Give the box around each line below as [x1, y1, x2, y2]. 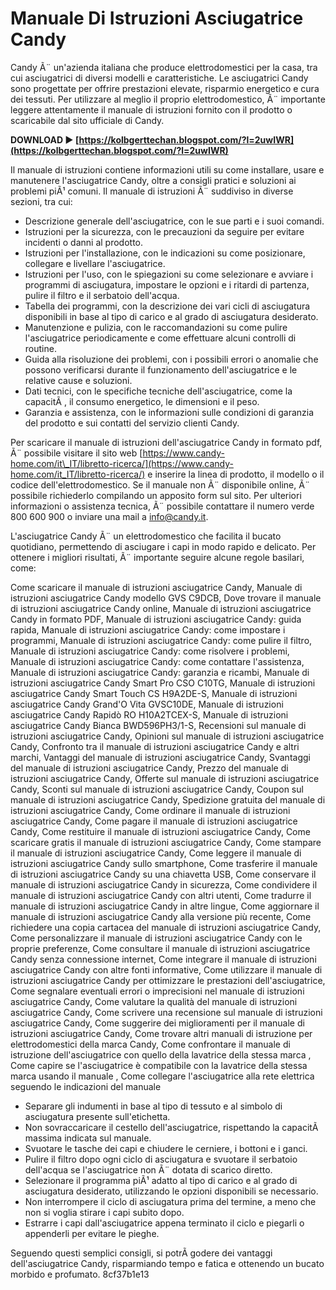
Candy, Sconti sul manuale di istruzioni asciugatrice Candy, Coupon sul [10, 783, 304, 795]
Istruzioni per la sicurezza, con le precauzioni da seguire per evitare [24, 225, 305, 237]
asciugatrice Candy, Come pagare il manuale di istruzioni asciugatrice [10, 815, 298, 827]
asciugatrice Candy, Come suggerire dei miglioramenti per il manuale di [10, 1017, 305, 1029]
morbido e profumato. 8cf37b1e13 [10, 1268, 150, 1280]
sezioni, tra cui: [10, 195, 73, 207]
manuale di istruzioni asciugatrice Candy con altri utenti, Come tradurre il [10, 889, 312, 901]
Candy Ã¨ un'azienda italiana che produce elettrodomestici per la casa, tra [10, 61, 318, 73]
